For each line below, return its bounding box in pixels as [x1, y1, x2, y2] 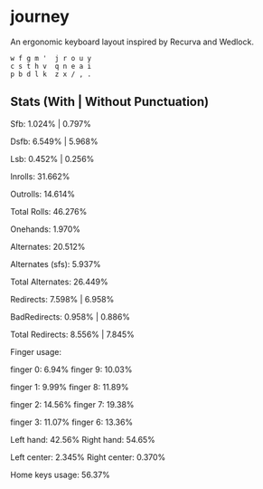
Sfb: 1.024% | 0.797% [10, 118, 91, 129]
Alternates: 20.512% [10, 241, 86, 252]
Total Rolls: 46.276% [10, 206, 88, 216]
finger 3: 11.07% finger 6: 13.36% [10, 417, 134, 427]
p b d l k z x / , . [10, 70, 92, 79]
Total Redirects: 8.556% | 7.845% [10, 329, 135, 340]
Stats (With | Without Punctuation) [10, 94, 210, 110]
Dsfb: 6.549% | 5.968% [10, 136, 99, 147]
